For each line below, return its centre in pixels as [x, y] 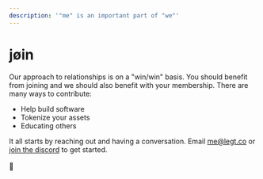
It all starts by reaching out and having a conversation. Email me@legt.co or [132, 141]
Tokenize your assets [55, 117]
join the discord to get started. [58, 149]
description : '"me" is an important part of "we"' [94, 15]
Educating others [48, 126]
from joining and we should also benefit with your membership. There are [129, 85]
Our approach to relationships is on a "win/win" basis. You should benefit [128, 77]
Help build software [53, 109]
